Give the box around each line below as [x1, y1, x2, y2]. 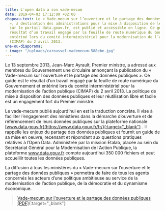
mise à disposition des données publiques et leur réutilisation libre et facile [5, 93, 156, 99]
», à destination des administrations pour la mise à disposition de [9, 21, 155, 26]
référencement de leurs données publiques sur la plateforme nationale [5, 119, 148, 124]
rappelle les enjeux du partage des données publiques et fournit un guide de [5, 129, 160, 135]
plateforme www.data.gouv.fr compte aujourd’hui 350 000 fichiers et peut [5, 150, 155, 155]
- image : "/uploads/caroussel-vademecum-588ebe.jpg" [5, 48, 115, 53]
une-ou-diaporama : [5, 44, 43, 49]
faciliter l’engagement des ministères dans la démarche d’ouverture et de [5, 113, 153, 119]
